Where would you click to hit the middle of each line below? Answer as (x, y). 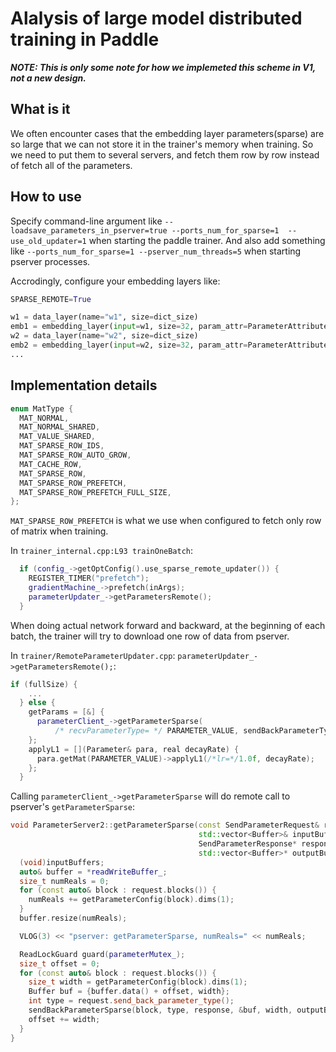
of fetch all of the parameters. (71, 165)
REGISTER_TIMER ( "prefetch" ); (89, 578)
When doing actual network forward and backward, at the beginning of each (168, 625)
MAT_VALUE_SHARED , (58, 437)
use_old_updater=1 (48, 241)
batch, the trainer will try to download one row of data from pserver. (150, 636)
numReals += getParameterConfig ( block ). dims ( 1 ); (131, 900)
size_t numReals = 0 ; (64, 881)
